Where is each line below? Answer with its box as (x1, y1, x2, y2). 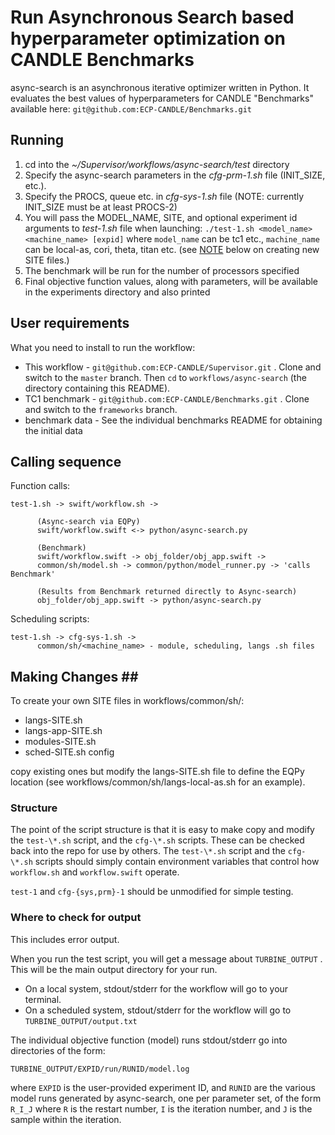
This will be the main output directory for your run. (10, 963, 218, 975)
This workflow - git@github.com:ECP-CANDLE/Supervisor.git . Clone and (24, 361, 322, 373)
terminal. (24, 993, 62, 1005)
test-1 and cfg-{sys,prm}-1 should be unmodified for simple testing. (10, 886, 294, 898)
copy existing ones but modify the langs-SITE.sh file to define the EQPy (10, 766, 305, 778)
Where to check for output (10, 911, 142, 925)
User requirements (10, 315, 130, 332)
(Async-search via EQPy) (36, 517, 141, 527)
